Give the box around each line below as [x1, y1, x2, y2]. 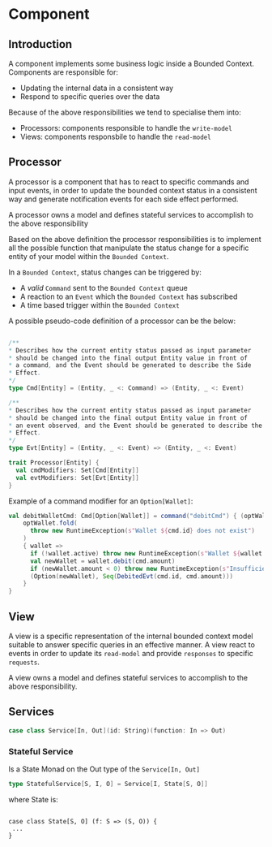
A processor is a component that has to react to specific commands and [8, 176, 249, 187]
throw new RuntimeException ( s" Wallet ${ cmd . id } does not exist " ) [29, 527, 255, 535]
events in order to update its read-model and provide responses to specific [8, 649, 253, 658]
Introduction [8, 37, 73, 51]
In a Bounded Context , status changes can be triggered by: [8, 267, 202, 277]
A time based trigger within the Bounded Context [19, 300, 180, 309]
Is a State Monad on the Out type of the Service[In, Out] [8, 764, 201, 774]
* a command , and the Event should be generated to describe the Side [8, 361, 252, 369]
